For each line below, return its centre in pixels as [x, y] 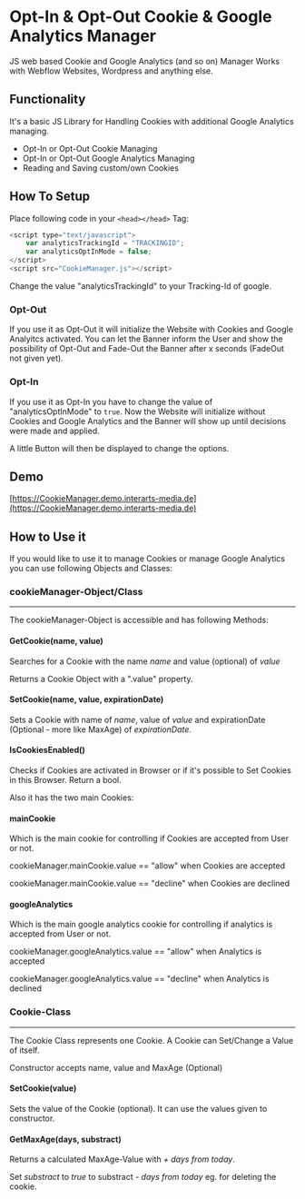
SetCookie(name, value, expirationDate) [87, 699]
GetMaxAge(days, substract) [65, 1139]
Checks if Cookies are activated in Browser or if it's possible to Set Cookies [151, 770]
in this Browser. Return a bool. [65, 780]
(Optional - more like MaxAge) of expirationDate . [101, 729]
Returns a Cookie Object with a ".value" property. [101, 679]
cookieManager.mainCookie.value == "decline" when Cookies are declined [150, 884]
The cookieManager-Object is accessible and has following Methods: [139, 620]
